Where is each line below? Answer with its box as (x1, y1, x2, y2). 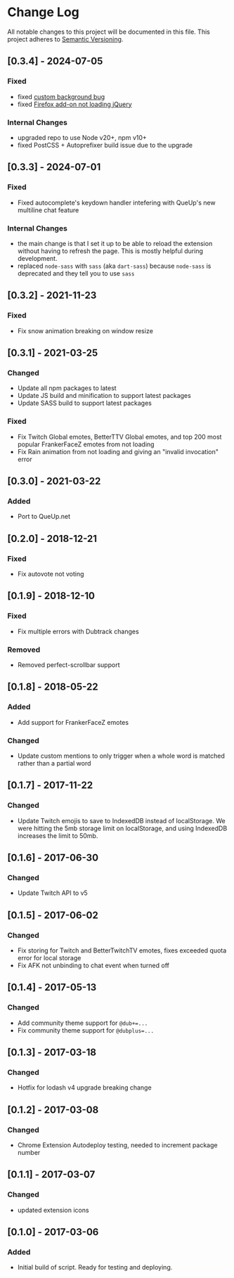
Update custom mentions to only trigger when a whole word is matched (17, 751, 225, 760)
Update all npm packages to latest (17, 384, 117, 392)
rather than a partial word (17, 759, 91, 767)
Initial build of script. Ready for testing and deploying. (17, 1263, 173, 1272)
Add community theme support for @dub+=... (17, 1019, 148, 1027)
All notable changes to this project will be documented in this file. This (7, 27, 211, 36)
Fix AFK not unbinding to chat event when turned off (17, 961, 170, 969)
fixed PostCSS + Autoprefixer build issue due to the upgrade (17, 141, 193, 149)
